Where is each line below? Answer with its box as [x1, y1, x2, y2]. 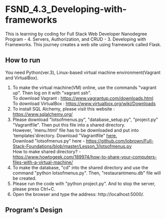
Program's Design [5, 206, 63, 214]
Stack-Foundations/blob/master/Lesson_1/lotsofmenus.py [12, 143, 132, 149]
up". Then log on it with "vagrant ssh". [12, 89, 92, 96]
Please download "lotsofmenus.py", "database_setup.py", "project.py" [12, 117, 158, 123]
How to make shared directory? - [12, 148, 81, 154]
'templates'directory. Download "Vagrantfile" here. [12, 132, 117, 139]
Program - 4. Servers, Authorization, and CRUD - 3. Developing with [5, 36, 146, 42]
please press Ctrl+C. [12, 186, 56, 192]
